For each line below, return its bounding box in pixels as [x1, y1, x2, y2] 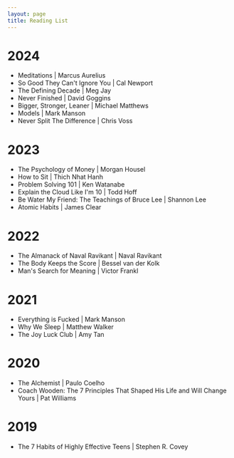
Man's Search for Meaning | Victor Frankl [17, 266, 139, 275]
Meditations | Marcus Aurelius [17, 71, 106, 80]
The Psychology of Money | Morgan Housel [17, 165, 146, 174]
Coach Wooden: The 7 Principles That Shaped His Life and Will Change [17, 386, 227, 395]
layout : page [7, 10, 46, 18]
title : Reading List [7, 17, 69, 24]
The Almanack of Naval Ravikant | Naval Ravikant [17, 251, 162, 260]
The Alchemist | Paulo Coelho [17, 379, 105, 387]
